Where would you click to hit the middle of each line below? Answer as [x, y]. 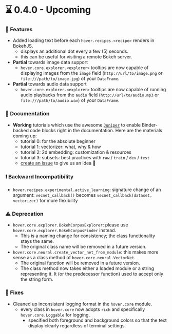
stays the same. [37, 241]
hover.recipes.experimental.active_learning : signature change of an [87, 190]
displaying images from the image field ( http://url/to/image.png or [91, 73]
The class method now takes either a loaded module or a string [87, 268]
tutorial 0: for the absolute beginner [58, 141]
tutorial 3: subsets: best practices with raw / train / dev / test [85, 157]
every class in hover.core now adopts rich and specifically [83, 309]
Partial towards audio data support [50, 84]
